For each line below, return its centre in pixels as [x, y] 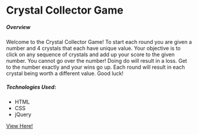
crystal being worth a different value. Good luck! [65, 73]
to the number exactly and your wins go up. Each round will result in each [95, 67]
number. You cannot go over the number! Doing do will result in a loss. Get [97, 61]
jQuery [23, 115]
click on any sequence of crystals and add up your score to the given [90, 54]
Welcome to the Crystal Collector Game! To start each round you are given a [99, 42]
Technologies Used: [31, 87]
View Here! [20, 126]
